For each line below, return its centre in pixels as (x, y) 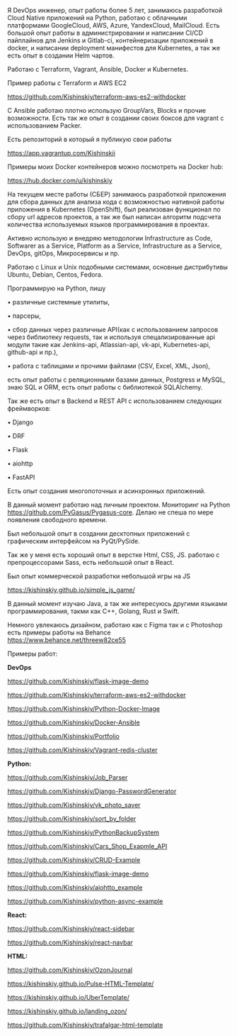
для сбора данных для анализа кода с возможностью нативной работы (116, 202)
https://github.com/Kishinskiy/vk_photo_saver (74, 805)
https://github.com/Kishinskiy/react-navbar (70, 942)
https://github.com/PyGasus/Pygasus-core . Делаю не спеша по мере (110, 512)
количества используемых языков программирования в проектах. (109, 224)
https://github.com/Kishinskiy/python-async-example (85, 901)
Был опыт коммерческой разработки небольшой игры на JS (99, 576)
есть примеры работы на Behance (59, 632)
